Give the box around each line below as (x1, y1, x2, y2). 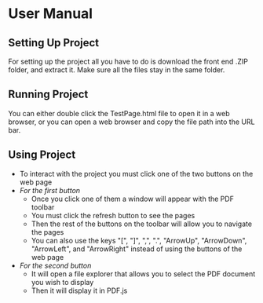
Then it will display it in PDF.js (31, 286, 128, 295)
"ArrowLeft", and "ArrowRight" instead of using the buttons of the (31, 244, 243, 254)
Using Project (8, 148, 76, 162)
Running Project (8, 88, 89, 101)
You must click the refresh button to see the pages (31, 210, 195, 220)
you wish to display (31, 277, 94, 287)
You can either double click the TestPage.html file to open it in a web (8, 108, 230, 118)
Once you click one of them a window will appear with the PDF (31, 194, 234, 203)
